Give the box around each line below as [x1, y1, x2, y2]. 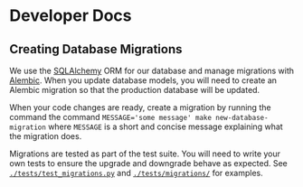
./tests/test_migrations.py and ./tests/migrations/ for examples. [9, 168, 264, 178]
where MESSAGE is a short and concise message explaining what [48, 121, 283, 132]
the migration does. [9, 131, 82, 141]
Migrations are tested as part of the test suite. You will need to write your [9, 148, 281, 159]
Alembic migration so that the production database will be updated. [9, 85, 260, 95]
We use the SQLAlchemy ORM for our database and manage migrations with [9, 65, 295, 76]
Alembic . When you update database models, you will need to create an [9, 75, 278, 86]
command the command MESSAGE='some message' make [9, 112, 213, 122]
